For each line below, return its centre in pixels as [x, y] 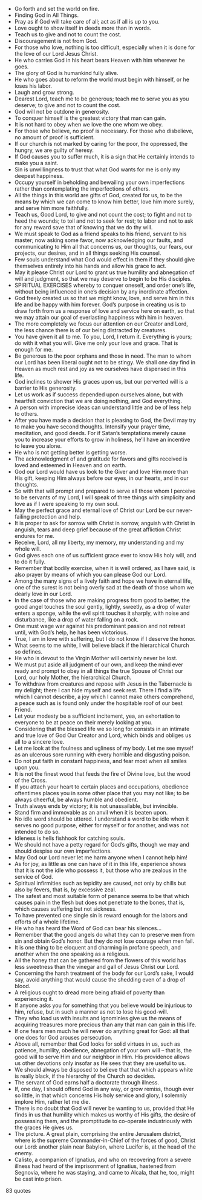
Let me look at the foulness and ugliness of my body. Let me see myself [104, 748]
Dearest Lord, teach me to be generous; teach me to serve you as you [102, 99]
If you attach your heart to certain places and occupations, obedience [101, 787]
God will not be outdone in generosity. [62, 112]
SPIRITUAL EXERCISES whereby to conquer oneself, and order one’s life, [105, 285]
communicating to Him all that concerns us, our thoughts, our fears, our [104, 247]
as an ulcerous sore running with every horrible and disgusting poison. [103, 755]
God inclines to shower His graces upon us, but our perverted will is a [101, 382]
